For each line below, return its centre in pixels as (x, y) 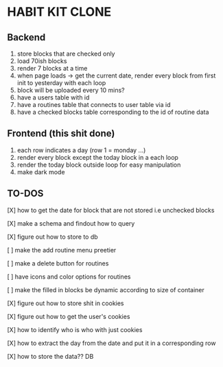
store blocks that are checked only (66, 54)
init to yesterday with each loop (61, 83)
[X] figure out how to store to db (52, 237)
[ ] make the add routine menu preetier (62, 250)
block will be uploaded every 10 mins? (71, 90)
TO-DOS (25, 194)
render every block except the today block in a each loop (97, 157)
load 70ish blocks (42, 61)
